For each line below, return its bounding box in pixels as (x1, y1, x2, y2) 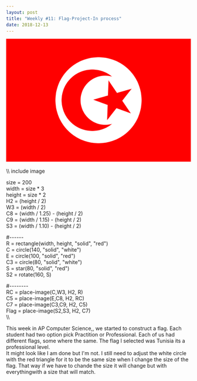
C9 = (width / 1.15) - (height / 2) (6, 217, 82, 224)
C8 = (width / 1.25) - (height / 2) (6, 210, 83, 217)
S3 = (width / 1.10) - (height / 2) (6, 222, 81, 229)
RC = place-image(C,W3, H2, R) (6, 289, 83, 296)
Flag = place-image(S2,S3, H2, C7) (6, 307, 91, 314)
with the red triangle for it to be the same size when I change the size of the (6, 356, 189, 363)
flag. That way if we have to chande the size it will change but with (6, 362, 167, 369)
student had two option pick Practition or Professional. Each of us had (6, 331, 175, 338)
